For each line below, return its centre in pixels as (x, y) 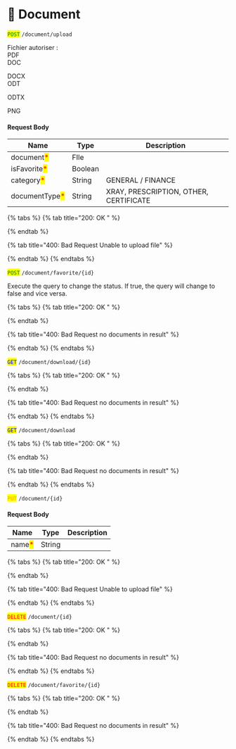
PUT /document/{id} (35, 499)
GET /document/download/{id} (49, 363)
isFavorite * (29, 169)
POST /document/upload (40, 34)
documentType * (38, 196)
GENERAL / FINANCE (140, 180)
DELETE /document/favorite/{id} (54, 686)
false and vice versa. (38, 294)
